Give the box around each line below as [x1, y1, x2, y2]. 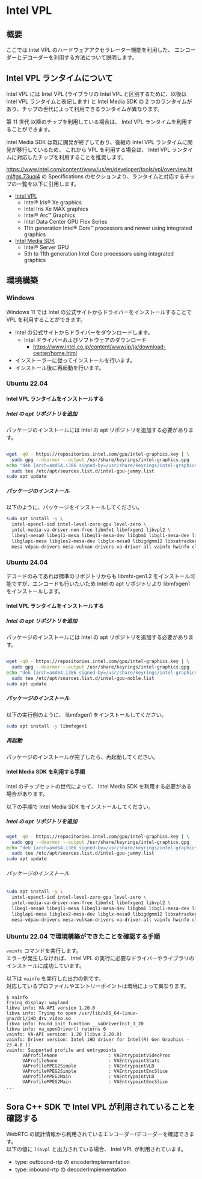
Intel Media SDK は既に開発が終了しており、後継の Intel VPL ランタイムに [6, 138, 188, 145]
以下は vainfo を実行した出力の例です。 [6, 975, 104, 982]
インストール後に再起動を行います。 [14, 364, 105, 371]
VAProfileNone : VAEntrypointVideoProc [22, 1052, 171, 1058]
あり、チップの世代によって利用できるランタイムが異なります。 [6, 105, 164, 112]
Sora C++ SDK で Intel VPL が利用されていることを [6, 1102, 195, 1112]
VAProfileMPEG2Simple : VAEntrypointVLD [22, 1063, 155, 1069]
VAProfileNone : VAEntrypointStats [22, 1057, 161, 1064]
